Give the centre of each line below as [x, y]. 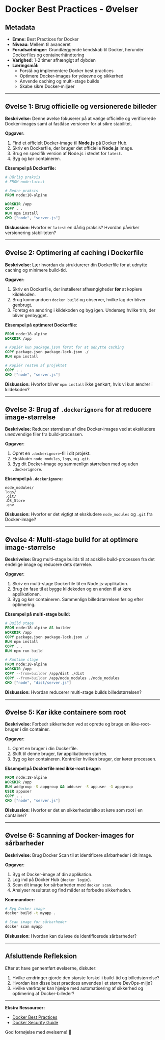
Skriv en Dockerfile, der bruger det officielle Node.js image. [73, 148]
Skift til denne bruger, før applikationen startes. [60, 754]
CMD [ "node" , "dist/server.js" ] [38, 682]
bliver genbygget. [30, 315]
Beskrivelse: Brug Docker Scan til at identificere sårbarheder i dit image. [79, 855]
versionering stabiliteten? [31, 233]
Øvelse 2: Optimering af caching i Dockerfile [74, 253]
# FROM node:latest [25, 182]
